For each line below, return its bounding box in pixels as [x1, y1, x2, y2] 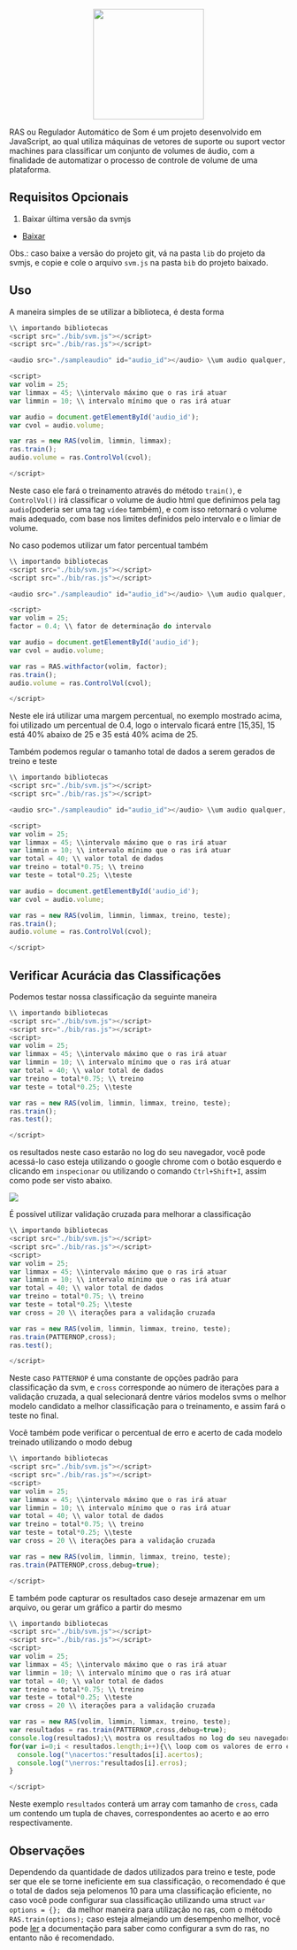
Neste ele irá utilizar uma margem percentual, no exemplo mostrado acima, [9, 711, 283, 721]
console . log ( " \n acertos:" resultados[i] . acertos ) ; [17, 1750, 203, 1759]
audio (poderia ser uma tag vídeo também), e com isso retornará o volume [9, 504, 278, 514]
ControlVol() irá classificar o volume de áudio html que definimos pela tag [9, 494, 281, 505]
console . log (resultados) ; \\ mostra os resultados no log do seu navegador [9, 1733, 291, 1743]
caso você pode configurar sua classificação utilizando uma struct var [9, 1895, 266, 1905]
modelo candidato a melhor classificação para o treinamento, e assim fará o [9, 1401, 286, 1412]
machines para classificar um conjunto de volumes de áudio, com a [9, 146, 255, 156]
